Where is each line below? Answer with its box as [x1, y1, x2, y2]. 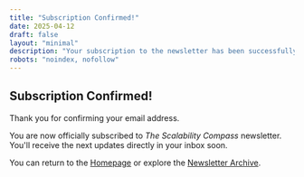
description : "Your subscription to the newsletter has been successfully [9, 47, 298, 56]
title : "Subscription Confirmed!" [9, 13, 140, 23]
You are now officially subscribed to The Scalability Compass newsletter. [9, 130, 282, 141]
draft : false [9, 30, 59, 39]
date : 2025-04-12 [9, 22, 75, 31]
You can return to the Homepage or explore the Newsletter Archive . [9, 157, 261, 168]
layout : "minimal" [9, 38, 79, 48]
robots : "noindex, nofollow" [9, 55, 119, 64]
